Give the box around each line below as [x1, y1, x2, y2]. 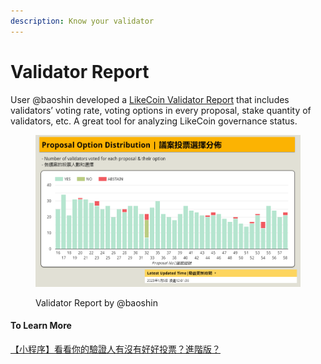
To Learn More [10, 320, 72, 332]
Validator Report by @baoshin [35, 296, 158, 309]
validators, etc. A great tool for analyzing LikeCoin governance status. [10, 115, 298, 127]
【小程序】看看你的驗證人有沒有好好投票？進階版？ [10, 343, 221, 355]
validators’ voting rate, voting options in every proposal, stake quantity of [10, 104, 312, 116]
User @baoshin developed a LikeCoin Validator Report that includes [10, 93, 290, 105]
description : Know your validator [10, 16, 155, 26]
